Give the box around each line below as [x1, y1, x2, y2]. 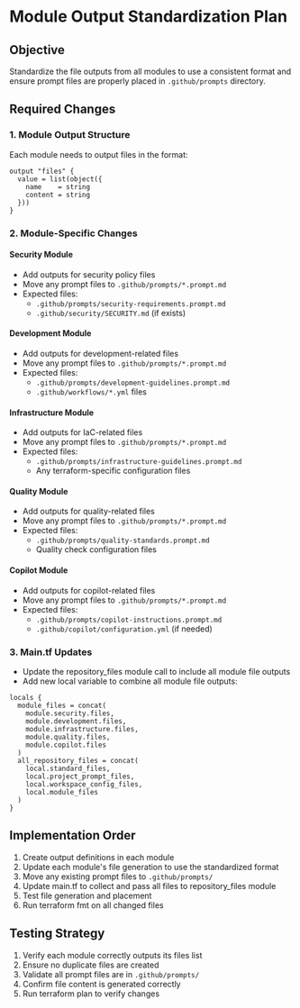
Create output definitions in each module [22, 851, 175, 862]
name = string [25, 182, 91, 191]
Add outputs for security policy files [22, 268, 156, 280]
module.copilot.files [25, 740, 106, 749]
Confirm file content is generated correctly [22, 978, 182, 989]
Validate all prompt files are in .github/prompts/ [22, 968, 200, 979]
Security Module [9, 250, 74, 260]
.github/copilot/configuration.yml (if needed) [35, 623, 214, 634]
